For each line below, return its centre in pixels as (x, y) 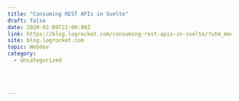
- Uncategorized (38, 60)
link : (15, 34)
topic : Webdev (28, 47)
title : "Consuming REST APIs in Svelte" (68, 14)
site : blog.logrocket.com (46, 41)
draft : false (27, 21)
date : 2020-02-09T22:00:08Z (49, 27)
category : (22, 54)
